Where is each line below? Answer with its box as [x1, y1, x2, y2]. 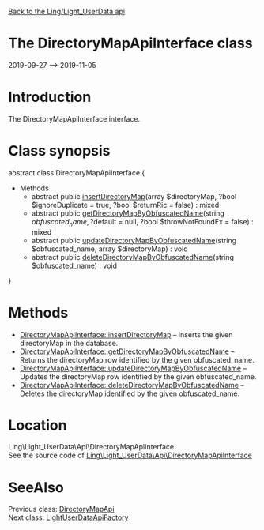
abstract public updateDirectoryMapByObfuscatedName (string [31, 235, 237, 245]
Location [8, 416, 67, 434]
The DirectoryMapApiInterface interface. [8, 114, 141, 123]
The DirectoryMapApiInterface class [8, 35, 253, 52]
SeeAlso [8, 478, 65, 496]
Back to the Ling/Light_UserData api [8, 7, 125, 16]
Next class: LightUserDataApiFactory [8, 513, 129, 522]
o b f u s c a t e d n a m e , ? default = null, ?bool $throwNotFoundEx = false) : [31, 216, 255, 228]
